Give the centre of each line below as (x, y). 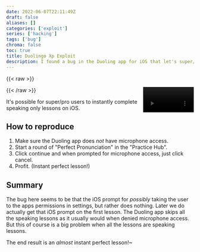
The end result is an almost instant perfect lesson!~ (69, 242)
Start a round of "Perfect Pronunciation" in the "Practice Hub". (91, 147)
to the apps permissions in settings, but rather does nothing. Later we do (95, 206)
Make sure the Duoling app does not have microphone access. (91, 141)
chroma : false (24, 45)
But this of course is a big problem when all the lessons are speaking (90, 225)
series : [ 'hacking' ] (32, 34)
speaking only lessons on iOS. (43, 108)
